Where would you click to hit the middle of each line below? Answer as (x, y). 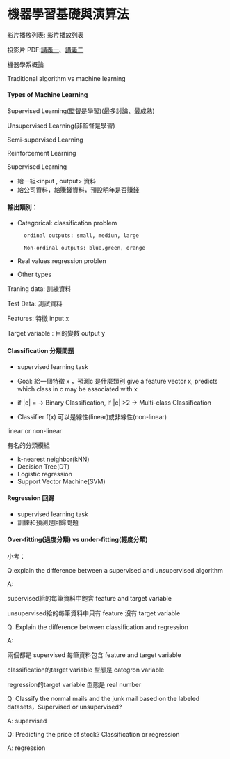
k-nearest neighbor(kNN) (53, 459)
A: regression (26, 748)
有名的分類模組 (28, 445)
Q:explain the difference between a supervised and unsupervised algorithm (115, 570)
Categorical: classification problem (67, 223)
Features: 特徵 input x (38, 319)
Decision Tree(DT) (43, 466)
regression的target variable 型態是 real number (74, 684)
